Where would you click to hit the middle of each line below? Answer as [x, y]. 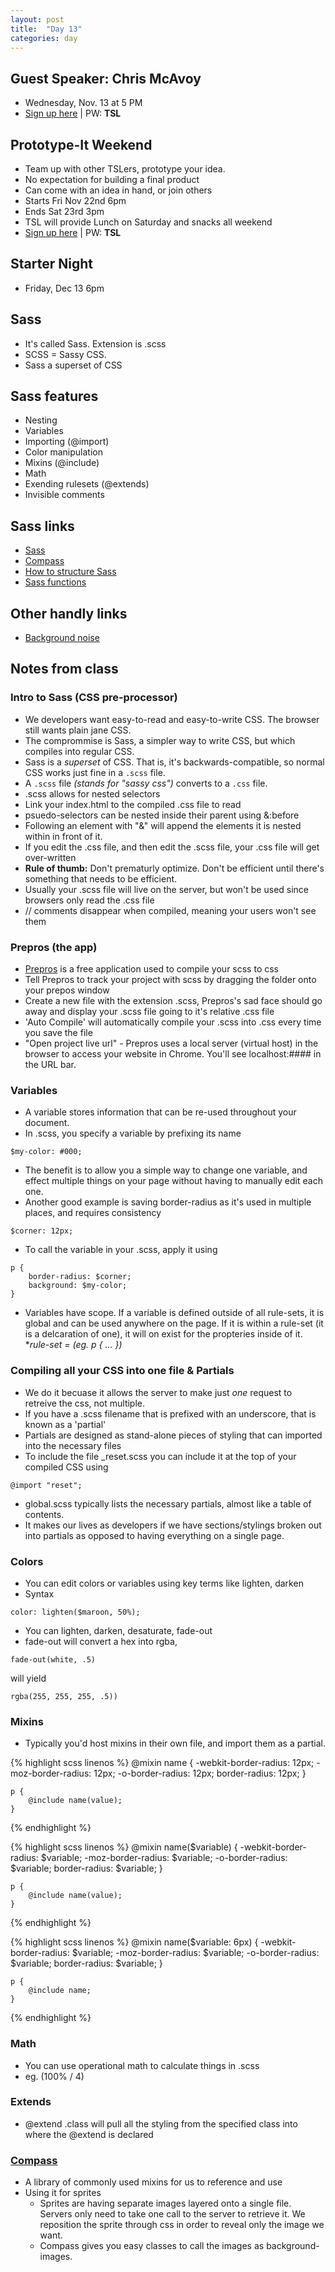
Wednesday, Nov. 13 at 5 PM [83, 103]
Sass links [42, 526]
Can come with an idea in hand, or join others [118, 190]
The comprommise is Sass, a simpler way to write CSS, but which [160, 740]
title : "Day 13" [46, 29]
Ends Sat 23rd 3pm [64, 211]
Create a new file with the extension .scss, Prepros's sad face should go [173, 1001]
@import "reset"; [46, 1485]
